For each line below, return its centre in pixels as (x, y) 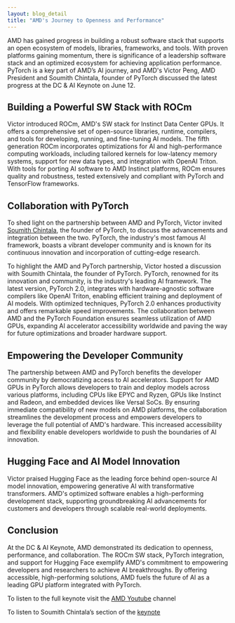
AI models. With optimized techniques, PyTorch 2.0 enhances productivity (114, 303)
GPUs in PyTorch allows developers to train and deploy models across (109, 387)
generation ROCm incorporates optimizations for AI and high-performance (115, 146)
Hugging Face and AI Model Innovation (94, 462)
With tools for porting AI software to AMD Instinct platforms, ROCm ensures (116, 169)
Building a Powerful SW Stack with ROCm (100, 107)
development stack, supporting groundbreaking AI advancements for (107, 501)
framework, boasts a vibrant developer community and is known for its (109, 245)
